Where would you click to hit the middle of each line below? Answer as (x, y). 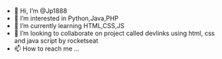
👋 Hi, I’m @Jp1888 (41, 11)
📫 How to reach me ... (47, 48)
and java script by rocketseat (56, 41)
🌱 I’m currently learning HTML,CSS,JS (69, 26)
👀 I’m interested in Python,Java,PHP (66, 18)
